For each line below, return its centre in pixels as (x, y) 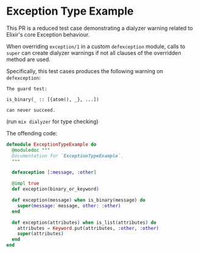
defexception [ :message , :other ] (54, 173)
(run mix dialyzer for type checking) (52, 121)
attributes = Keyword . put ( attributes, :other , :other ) (88, 228)
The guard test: (27, 89)
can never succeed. (31, 110)
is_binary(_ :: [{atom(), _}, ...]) (53, 99)
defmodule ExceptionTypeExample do (51, 144)
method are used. (28, 59)
